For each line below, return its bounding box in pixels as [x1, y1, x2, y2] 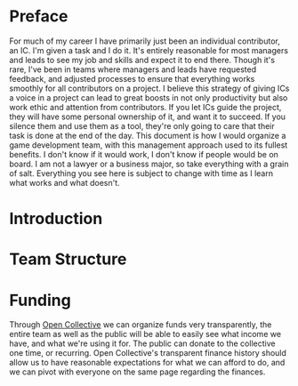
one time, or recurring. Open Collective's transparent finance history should [9, 348, 287, 358]
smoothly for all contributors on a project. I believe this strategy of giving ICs [9, 83, 290, 93]
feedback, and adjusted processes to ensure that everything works [9, 73, 255, 84]
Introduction [9, 209, 103, 229]
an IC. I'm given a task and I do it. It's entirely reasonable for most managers [9, 44, 289, 55]
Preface [9, 6, 68, 27]
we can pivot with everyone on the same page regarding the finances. [9, 366, 266, 377]
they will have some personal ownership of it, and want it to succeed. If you [9, 111, 286, 122]
